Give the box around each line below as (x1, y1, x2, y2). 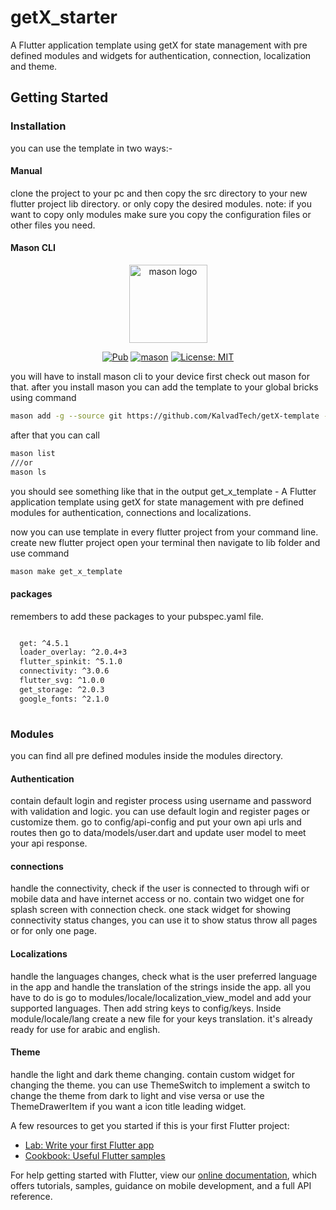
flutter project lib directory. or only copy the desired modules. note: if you (10, 197, 312, 210)
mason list (10, 448, 56, 458)
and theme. (10, 60, 58, 72)
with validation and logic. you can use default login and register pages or (10, 806, 310, 818)
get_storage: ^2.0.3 (19, 684, 105, 695)
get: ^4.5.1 (19, 638, 70, 648)
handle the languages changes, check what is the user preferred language (10, 970, 318, 982)
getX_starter (10, 6, 118, 29)
